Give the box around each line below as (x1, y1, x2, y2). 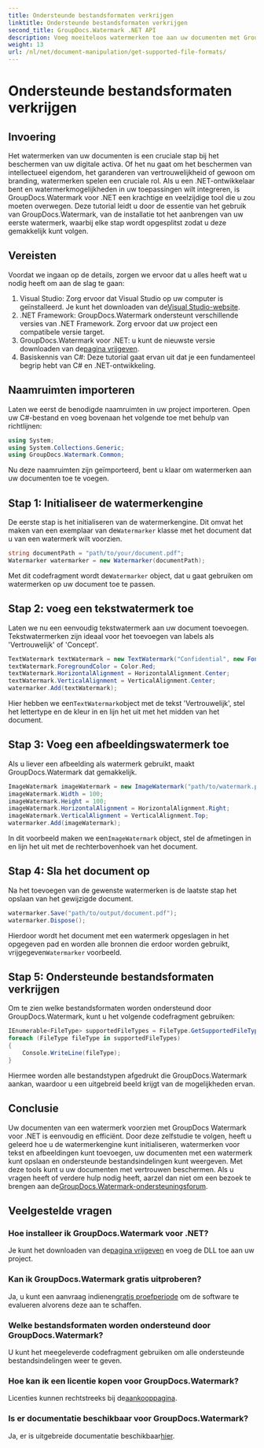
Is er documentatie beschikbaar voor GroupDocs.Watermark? (8, 1413, 249, 1424)
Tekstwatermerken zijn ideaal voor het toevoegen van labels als (8, 631, 214, 640)
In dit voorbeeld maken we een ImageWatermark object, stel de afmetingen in (8, 834, 251, 843)
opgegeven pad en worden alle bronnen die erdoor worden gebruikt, (8, 939, 230, 949)
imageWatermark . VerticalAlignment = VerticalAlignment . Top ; (8, 812, 210, 820)
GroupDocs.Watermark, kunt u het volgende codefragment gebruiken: (8, 1012, 236, 1021)
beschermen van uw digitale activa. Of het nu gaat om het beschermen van (8, 159, 252, 169)
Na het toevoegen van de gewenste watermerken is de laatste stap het (8, 886, 237, 895)
